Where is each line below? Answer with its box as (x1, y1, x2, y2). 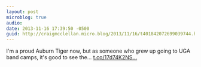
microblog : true (6, 14, 47, 20)
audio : (6, 20, 23, 26)
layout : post (6, 8, 39, 15)
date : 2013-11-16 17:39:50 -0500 (6, 25, 90, 32)
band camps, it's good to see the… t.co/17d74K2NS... (6, 54, 138, 61)
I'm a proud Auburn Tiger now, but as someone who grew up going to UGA (6, 47, 190, 54)
